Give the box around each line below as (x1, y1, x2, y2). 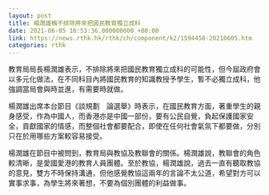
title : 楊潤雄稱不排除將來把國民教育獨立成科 (8, 19, 142, 27)
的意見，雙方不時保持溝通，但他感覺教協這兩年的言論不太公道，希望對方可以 (8, 169, 261, 178)
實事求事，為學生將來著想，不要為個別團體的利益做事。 (8, 178, 191, 188)
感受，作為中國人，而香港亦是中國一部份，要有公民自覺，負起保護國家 (14, 111, 247, 121)
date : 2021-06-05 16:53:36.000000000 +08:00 (8, 26, 159, 34)
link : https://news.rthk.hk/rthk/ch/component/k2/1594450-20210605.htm (8, 34, 252, 42)
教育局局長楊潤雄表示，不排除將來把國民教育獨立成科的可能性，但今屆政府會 (8, 65, 261, 74)
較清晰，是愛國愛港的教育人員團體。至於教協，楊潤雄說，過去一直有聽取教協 (8, 158, 261, 168)
